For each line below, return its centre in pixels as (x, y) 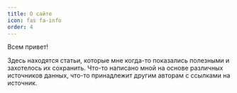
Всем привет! (28, 47)
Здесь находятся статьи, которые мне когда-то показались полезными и (118, 61)
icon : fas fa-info (34, 20)
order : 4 (20, 27)
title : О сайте (30, 14)
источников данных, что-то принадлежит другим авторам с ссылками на (119, 75)
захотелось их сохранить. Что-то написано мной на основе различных (115, 68)
